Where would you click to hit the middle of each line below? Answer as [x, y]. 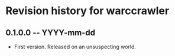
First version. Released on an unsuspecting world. [75, 47]
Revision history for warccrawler [87, 11]
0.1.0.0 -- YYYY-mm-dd [51, 33]
